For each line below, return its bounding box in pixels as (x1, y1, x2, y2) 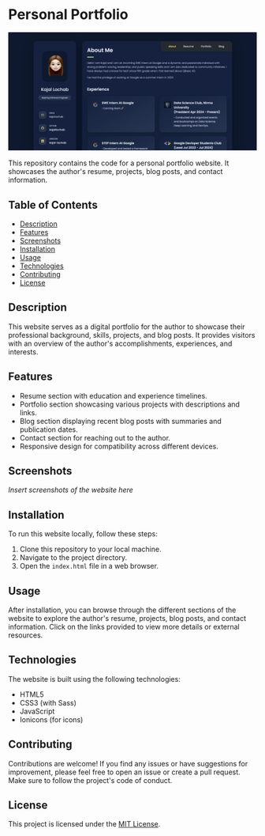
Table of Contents (8, 198, 99, 211)
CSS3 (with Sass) (19, 698, 77, 707)
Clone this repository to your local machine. (19, 544, 162, 554)
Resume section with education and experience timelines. (19, 391, 207, 400)
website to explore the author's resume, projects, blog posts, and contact (8, 614, 247, 623)
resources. (8, 630, 43, 640)
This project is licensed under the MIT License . (8, 819, 161, 829)
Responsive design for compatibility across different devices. (19, 441, 218, 451)
